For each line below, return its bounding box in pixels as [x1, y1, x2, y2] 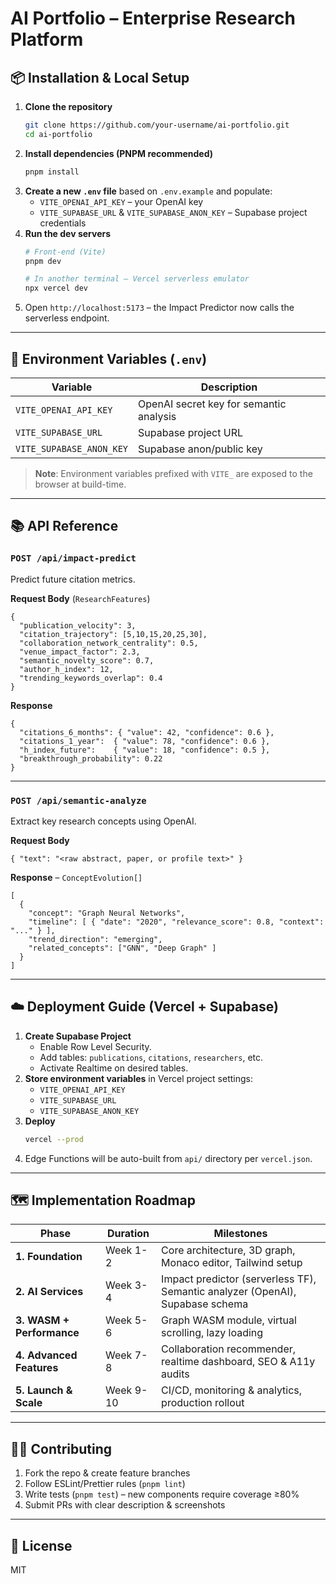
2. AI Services [15, 1285, 84, 1299]
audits [161, 1367, 190, 1381]
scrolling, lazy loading [161, 1326, 264, 1340]
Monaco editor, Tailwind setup [161, 1256, 303, 1270]
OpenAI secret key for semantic [138, 397, 287, 411]
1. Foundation [15, 1250, 83, 1264]
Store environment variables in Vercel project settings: [24, 1072, 254, 1084]
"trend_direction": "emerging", [28, 934, 163, 944]
